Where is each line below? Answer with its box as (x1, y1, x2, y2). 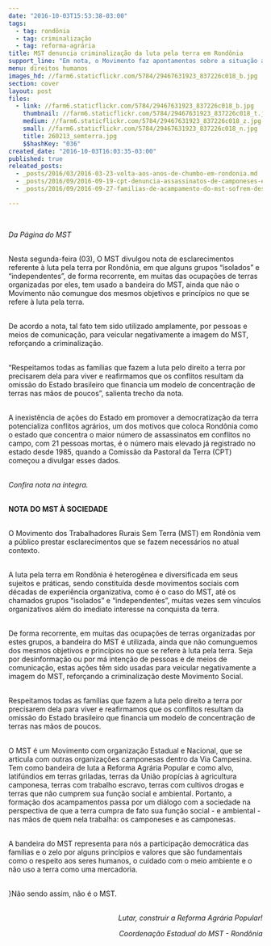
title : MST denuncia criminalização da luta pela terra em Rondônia (8, 49, 244, 57)
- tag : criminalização (15, 34, 92, 43)
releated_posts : (8, 163, 63, 171)
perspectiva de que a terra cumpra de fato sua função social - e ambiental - (8, 805, 261, 815)
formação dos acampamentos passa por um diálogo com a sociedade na (8, 797, 252, 807)
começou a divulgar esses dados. (8, 455, 121, 465)
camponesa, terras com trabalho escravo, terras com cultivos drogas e (8, 779, 244, 789)
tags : (8, 19, 27, 27)
